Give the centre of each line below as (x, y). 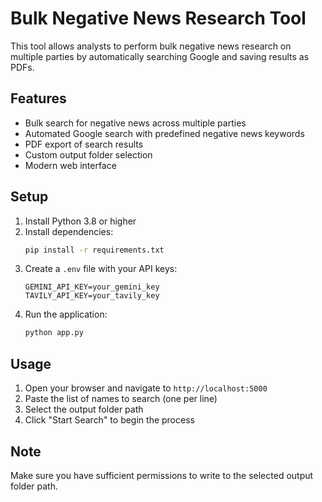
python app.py (54, 333)
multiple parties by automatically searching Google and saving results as (160, 56)
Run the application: (66, 314)
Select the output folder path (84, 409)
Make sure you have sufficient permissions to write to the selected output (162, 475)
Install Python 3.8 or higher (80, 221)
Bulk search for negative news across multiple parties (135, 123)
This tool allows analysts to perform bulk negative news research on (151, 46)
